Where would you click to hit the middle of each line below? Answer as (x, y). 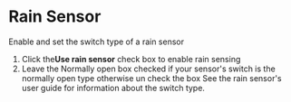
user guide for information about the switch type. (113, 88)
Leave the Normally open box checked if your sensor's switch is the (148, 69)
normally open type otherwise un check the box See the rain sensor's (151, 78)
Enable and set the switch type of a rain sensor (97, 42)
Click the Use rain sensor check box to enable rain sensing (131, 59)
